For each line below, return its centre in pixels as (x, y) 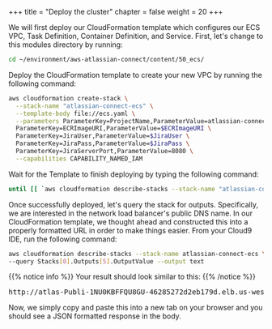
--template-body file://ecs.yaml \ (76, 113)
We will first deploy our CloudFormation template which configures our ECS (134, 27)
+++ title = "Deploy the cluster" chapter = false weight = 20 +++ (116, 12)
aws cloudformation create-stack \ (68, 98)
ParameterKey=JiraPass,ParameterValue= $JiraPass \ (103, 144)
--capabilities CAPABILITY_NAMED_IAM (79, 158)
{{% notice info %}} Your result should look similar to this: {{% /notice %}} (132, 277)
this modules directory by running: (66, 45)
